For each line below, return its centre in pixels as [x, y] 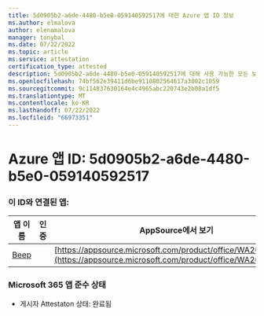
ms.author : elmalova [42, 23]
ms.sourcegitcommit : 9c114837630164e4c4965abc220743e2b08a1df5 [114, 88]
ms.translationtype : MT [47, 96]
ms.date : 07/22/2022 [42, 45]
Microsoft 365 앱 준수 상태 [57, 285]
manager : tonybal [37, 37]
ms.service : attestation [49, 60]
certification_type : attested [58, 67]
